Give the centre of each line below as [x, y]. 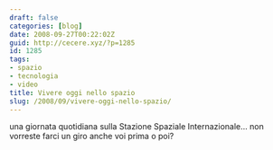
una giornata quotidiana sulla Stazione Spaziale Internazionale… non [136, 127]
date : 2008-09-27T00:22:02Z [62, 34]
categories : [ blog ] [46, 26]
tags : [19, 59]
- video [24, 84]
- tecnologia [34, 76]
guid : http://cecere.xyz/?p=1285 [72, 43]
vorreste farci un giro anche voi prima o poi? [92, 137]
